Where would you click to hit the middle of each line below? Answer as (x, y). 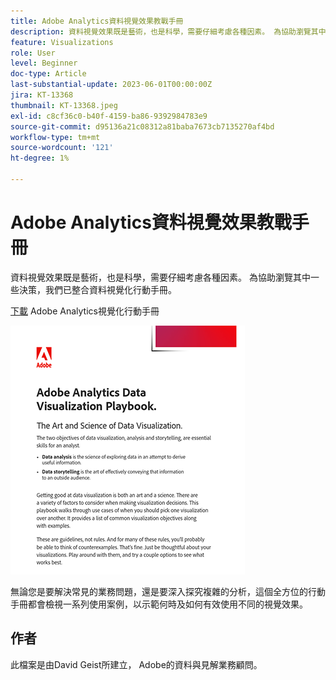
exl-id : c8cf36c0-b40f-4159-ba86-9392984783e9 (109, 116)
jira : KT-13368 (42, 95)
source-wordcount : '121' (62, 148)
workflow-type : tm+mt (55, 137)
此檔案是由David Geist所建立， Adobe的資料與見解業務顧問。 (136, 664)
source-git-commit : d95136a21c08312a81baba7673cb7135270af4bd (142, 126)
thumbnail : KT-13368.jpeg (64, 105)
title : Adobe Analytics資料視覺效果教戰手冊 (97, 21)
